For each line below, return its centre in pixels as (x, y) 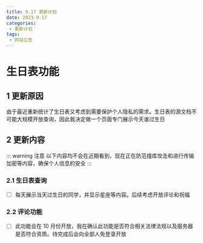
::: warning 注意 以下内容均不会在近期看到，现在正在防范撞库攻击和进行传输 (100, 155)
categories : (21, 23)
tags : (13, 34)
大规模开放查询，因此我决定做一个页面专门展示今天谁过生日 (91, 119)
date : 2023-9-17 (27, 18)
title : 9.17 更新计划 (32, 12)
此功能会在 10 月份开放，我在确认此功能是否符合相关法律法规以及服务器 (104, 226)
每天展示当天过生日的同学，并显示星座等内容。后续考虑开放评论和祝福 (102, 195)
